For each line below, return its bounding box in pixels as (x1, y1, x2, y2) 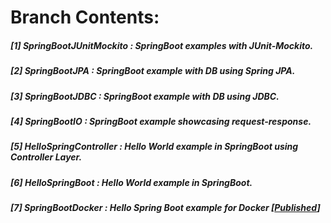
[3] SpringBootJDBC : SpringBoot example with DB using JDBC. (10, 90, 280, 102)
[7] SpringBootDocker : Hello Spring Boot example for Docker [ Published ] (10, 202, 321, 214)
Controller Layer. (10, 151, 83, 163)
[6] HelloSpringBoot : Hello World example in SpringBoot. (10, 176, 253, 188)
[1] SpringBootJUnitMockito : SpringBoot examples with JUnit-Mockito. (10, 39, 314, 51)
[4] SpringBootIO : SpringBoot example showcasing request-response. (10, 115, 312, 127)
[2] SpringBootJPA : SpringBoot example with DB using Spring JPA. (10, 65, 296, 77)
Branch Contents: (10, 6, 160, 29)
